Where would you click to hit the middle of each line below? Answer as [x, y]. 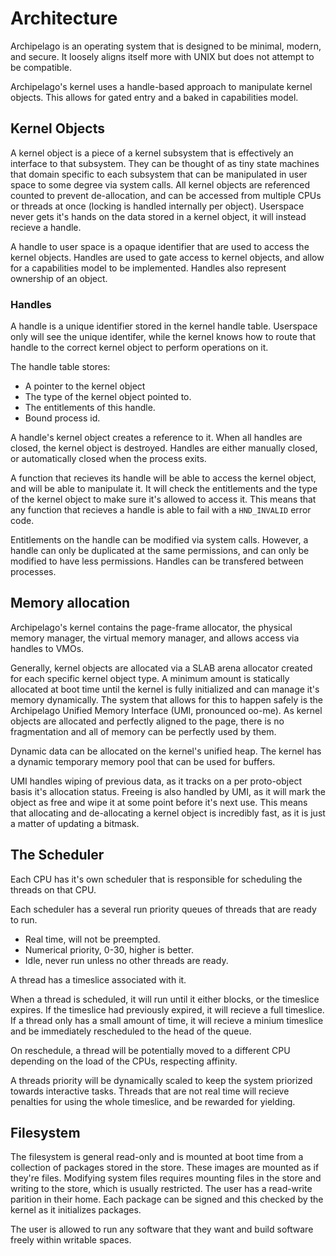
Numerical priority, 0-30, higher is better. [109, 949]
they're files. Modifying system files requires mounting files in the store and [166, 1178]
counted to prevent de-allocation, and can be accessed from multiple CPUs [166, 195]
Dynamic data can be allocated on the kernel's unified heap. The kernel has [166, 751]
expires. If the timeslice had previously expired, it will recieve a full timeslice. [167, 1009]
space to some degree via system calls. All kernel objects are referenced [160, 184]
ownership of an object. [59, 278]
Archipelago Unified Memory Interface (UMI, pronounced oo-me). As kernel [166, 710]
